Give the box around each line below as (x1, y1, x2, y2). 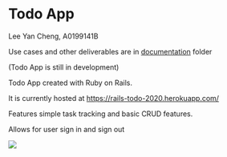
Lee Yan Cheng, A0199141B (8, 31, 99, 41)
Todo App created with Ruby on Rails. (8, 78, 132, 87)
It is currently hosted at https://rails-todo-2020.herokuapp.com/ (8, 93, 219, 103)
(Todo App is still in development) (8, 62, 120, 72)
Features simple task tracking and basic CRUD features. (8, 109, 193, 119)
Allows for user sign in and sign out (8, 124, 125, 134)
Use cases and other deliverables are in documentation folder (8, 46, 213, 56)
